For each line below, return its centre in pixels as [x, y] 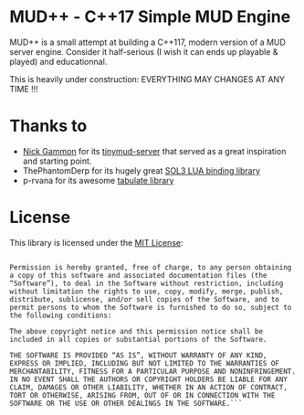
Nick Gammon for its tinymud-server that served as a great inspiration [154, 151]
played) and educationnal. [58, 61]
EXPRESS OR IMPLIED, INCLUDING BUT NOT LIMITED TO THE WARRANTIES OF [145, 363]
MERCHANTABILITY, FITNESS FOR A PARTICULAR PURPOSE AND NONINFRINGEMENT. [153, 371]
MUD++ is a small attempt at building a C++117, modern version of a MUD [147, 42]
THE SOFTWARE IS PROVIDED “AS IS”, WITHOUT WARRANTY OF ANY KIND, [138, 355]
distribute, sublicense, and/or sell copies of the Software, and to [145, 299]
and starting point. [57, 161]
